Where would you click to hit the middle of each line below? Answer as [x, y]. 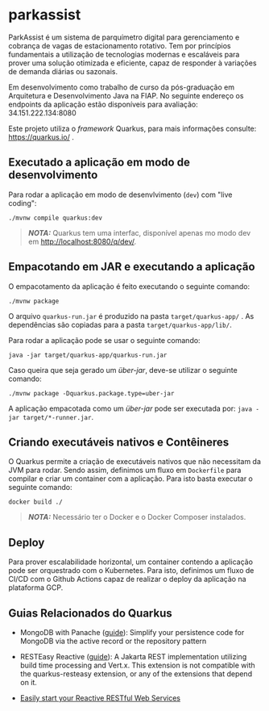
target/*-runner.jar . [58, 416]
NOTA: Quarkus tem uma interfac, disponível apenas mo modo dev [139, 232]
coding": [23, 203]
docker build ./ [35, 502]
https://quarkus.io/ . [41, 137]
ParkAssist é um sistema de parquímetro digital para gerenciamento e [124, 37]
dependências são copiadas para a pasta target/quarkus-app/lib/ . [120, 324]
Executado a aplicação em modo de [99, 163]
